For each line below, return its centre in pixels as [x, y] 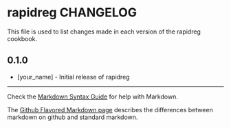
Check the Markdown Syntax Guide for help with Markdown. [93, 97]
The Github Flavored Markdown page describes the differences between [110, 110]
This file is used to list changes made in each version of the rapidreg [104, 31]
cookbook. [22, 38]
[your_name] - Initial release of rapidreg [73, 77]
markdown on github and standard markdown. [73, 117]
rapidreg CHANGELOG [72, 13]
